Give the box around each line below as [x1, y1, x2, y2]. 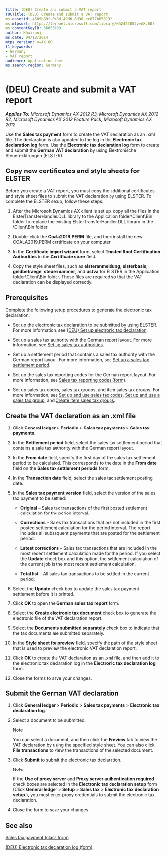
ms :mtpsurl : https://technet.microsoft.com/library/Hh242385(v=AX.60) [5, 21, 155, 26]
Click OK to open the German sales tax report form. [12, 600, 120, 606]
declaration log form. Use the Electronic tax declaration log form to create [5, 142, 160, 148]
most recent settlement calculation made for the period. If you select [20, 550, 161, 556]
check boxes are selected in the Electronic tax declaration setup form [12, 781, 158, 787]
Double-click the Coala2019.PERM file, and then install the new [12, 233, 143, 239]
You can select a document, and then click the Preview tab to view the [12, 737, 158, 743]
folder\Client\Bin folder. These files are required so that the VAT [12, 274, 143, 280]
